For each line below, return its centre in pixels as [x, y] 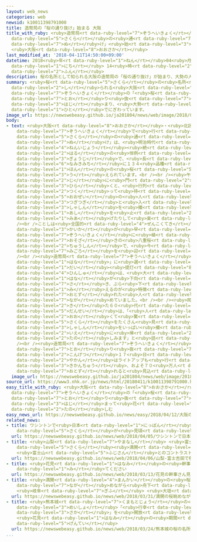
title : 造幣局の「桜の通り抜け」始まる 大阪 [54, 28]
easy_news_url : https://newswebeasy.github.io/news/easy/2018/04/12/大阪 [97, 415]
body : [13, 121]
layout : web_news [27, 11]
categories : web [26, 17]
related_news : [23, 420]
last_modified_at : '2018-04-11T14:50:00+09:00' [65, 55]
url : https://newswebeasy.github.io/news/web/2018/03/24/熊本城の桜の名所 [101, 529]
